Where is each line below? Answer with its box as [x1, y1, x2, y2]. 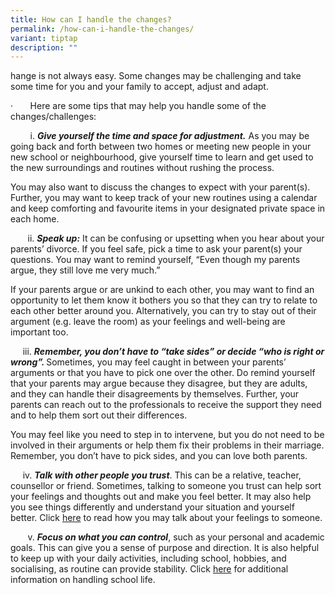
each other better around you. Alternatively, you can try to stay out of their [10, 305, 317, 317]
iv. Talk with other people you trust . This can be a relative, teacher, [22, 469, 302, 481]
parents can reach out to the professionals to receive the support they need [10, 399, 322, 411]
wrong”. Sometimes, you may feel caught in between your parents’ [10, 356, 287, 368]
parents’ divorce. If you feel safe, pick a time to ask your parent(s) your [10, 243, 303, 255]
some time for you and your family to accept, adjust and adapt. [10, 81, 269, 93]
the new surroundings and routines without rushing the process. [10, 162, 275, 174]
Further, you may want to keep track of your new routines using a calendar [10, 192, 318, 204]
